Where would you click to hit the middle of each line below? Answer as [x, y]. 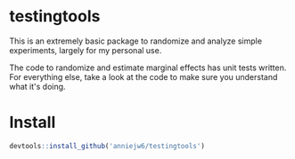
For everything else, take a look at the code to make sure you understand [143, 76]
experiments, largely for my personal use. [86, 50]
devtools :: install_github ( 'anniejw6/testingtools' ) [107, 146]
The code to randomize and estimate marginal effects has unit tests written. [148, 68]
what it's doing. [37, 86]
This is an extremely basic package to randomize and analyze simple [136, 41]
